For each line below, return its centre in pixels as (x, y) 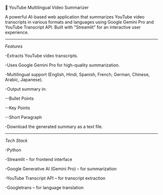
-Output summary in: (26, 89)
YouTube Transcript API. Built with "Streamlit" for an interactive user (73, 27)
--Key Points (18, 108)
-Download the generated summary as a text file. (54, 127)
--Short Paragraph (24, 117)
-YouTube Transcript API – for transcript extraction (55, 178)
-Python (13, 150)
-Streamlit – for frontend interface (39, 159)
